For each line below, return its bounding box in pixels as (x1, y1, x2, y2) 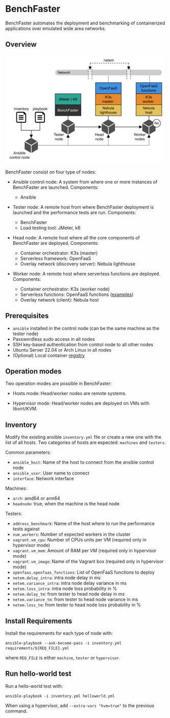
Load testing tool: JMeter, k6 (20, 225, 80, 231)
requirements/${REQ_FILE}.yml (5, 646, 70, 651)
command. (5, 708, 28, 714)
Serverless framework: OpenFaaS (20, 255, 92, 261)
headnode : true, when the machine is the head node (12, 501, 120, 507)
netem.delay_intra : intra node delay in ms (12, 575, 101, 581)
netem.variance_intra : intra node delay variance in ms (12, 580, 127, 586)
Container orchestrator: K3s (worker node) (20, 286, 110, 292)
